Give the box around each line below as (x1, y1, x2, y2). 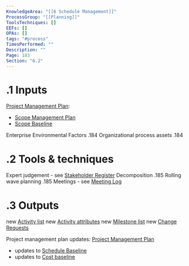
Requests (6, 224, 29, 231)
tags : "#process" (6, 36, 49, 42)
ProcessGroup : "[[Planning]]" (6, 14, 80, 20)
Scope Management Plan (14, 114, 76, 121)
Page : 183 (6, 52, 31, 58)
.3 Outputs (6, 198, 59, 212)
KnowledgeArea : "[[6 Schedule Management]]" (6, 8, 117, 15)
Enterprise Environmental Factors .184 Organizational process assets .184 (6, 132, 183, 139)
